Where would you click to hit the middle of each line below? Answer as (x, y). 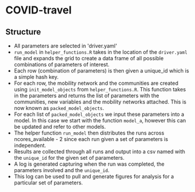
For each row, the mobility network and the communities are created (96, 83)
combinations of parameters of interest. (62, 64)
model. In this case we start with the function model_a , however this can (100, 120)
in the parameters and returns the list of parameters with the (86, 95)
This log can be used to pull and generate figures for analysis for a (94, 176)
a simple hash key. (36, 77)
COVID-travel (39, 10)
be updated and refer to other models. (60, 127)
